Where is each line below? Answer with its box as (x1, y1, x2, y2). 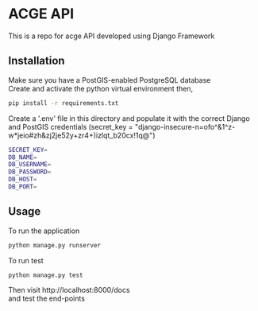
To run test (8, 255, 44, 265)
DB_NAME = (8, 153, 37, 161)
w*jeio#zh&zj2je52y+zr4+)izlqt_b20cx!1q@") (8, 130, 156, 140)
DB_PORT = (8, 183, 37, 191)
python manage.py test (8, 271, 83, 279)
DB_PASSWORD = (8, 168, 52, 176)
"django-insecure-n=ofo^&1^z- (134, 122, 236, 131)
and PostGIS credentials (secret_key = (8, 122, 133, 131)
